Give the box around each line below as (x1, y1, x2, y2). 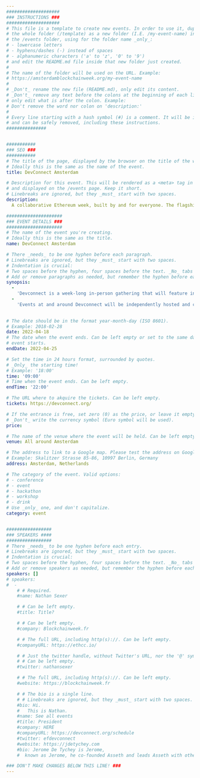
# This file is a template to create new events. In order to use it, (6, 25, 185, 32)
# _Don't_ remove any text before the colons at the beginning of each (6, 92, 187, 98)
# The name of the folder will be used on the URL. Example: (6, 70, 161, 76)
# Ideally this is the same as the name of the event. (6, 164, 145, 170)
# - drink (6, 500, 31, 506)
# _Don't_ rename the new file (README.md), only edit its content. (6, 87, 180, 93)
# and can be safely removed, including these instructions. (6, 120, 161, 126)
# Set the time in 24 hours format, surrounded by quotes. (6, 356, 156, 362)
